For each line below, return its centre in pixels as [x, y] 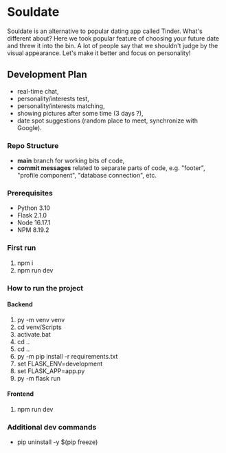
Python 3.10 [33, 208]
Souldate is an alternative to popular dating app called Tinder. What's [105, 31]
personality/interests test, [53, 98]
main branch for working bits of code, [71, 161]
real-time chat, [38, 91]
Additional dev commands [52, 427]
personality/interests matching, [61, 106]
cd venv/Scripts [39, 327]
